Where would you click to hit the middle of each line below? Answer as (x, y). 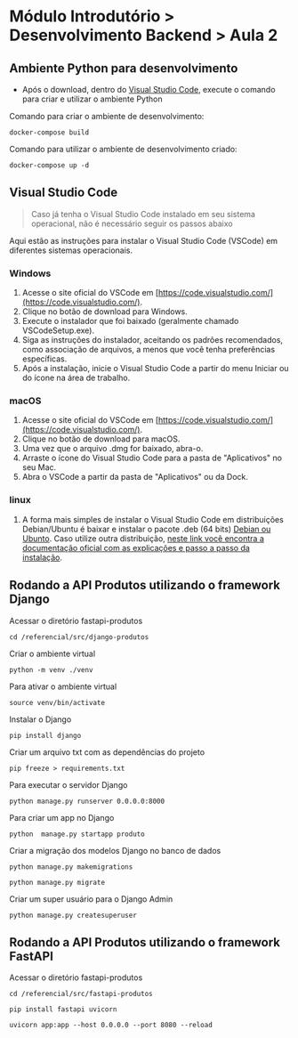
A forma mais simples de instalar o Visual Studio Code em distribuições (153, 519)
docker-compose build (49, 133)
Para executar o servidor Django (68, 784)
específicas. (44, 359)
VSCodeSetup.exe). (58, 330)
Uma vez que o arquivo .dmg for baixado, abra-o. (113, 449)
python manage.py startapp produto (77, 834)
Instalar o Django (40, 719)
